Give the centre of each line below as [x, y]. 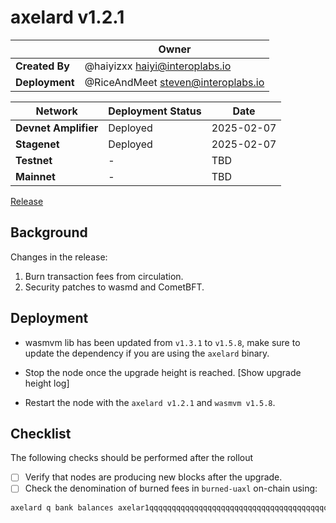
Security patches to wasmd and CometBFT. [114, 287]
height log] [47, 383]
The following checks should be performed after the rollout [132, 458]
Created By [42, 66]
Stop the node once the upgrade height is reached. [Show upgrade [163, 372]
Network [56, 111]
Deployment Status [155, 111]
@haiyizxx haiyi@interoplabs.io [158, 66]
